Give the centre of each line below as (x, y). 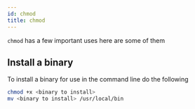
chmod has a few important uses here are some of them (86, 40)
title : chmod (26, 20)
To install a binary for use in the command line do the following (98, 79)
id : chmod (22, 14)
